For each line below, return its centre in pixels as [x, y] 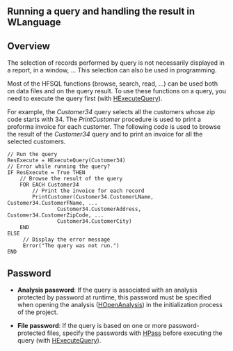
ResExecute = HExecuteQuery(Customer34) [67, 161]
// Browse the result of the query [71, 179]
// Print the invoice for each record [88, 191]
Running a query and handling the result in [101, 11]
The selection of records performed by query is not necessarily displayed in [116, 63]
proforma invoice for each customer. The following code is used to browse [114, 127]
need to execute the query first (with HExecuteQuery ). [85, 99]
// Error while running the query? [59, 166]
